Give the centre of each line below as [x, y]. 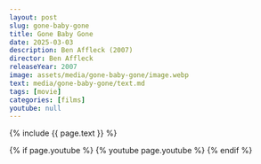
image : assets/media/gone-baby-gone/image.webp [99, 75]
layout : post [33, 17]
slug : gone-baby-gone [49, 26]
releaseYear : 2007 [43, 67]
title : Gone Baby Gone [51, 34]
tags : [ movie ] [36, 91]
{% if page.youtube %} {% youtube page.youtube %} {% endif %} [131, 151]
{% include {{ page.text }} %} [63, 133]
